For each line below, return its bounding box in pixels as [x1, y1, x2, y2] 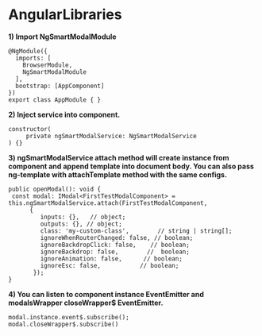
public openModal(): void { [8, 185, 102, 193]
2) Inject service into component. [8, 110, 121, 119]
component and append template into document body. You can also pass [8, 161, 254, 171]
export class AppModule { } [8, 95, 102, 104]
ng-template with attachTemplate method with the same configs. [8, 169, 228, 180]
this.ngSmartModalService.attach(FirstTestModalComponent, [8, 199, 208, 207]
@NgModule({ [8, 47, 48, 55]
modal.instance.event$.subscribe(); [8, 313, 129, 321]
